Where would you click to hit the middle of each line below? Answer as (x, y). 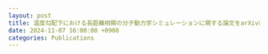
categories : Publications (51, 38)
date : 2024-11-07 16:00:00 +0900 (64, 30)
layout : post (30, 15)
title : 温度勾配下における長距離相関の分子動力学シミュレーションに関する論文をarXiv (134, 23)
